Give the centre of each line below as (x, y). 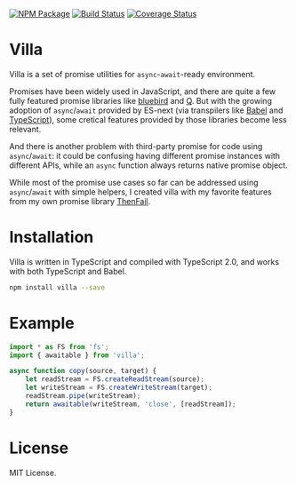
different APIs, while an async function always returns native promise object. (148, 165)
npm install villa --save (57, 287)
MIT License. (33, 473)
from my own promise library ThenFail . (80, 201)
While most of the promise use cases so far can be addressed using (134, 182)
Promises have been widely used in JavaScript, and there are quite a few (143, 91)
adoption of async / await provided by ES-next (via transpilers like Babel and (146, 110)
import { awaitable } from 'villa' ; (77, 355)
